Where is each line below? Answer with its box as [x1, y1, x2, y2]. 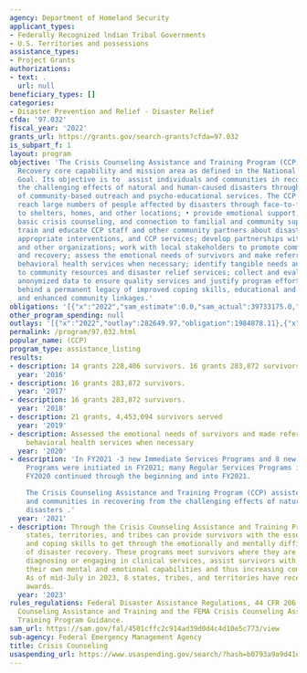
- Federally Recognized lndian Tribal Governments [9, 30, 206, 39]
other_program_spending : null [9, 310, 125, 320]
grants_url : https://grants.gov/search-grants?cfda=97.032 [9, 132, 239, 142]
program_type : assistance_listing [9, 344, 142, 353]
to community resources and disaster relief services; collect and [17, 268, 281, 278]
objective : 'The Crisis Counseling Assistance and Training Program [9, 157, 276, 167]
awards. [26, 582, 55, 591]
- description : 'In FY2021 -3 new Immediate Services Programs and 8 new [9, 455, 297, 464]
